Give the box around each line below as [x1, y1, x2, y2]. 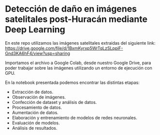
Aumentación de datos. [12, 109, 59, 115]
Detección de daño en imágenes [5, 3, 137, 15]
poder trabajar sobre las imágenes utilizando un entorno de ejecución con [5, 65, 152, 71]
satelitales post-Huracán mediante [5, 14, 147, 25]
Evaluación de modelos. [12, 120, 60, 126]
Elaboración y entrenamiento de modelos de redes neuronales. [12, 115, 137, 120]
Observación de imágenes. [12, 94, 66, 100]
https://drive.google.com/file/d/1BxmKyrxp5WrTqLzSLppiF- [5, 45, 123, 51]
